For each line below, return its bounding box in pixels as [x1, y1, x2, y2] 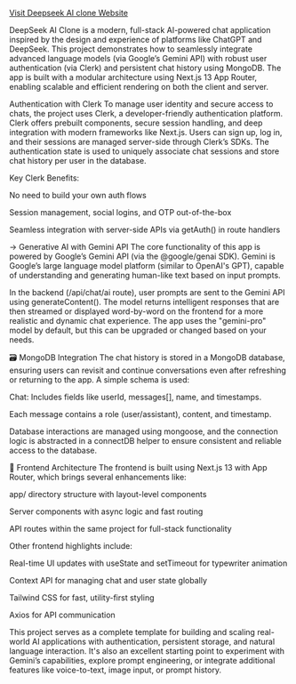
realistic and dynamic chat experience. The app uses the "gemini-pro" [9, 316, 267, 326]
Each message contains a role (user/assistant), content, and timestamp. [9, 409, 272, 419]
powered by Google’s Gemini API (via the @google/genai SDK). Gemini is [9, 251, 276, 262]
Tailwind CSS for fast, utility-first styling [9, 592, 155, 603]
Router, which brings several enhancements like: [9, 471, 187, 482]
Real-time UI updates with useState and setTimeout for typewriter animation [9, 558, 288, 568]
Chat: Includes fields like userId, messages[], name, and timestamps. [9, 391, 262, 402]
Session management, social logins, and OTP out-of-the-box [9, 207, 232, 217]
